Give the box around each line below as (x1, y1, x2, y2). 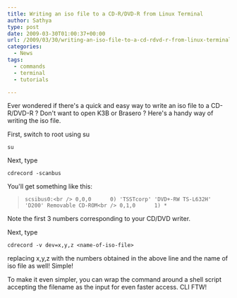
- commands (13, 63, 46, 70)
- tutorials (13, 76, 49, 83)
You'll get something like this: (7, 182, 93, 191)
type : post (7, 23, 39, 30)
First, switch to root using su (7, 130, 90, 138)
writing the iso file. (7, 117, 61, 125)
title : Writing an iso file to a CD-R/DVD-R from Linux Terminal (7, 10, 203, 18)
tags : (7, 56, 23, 64)
